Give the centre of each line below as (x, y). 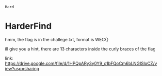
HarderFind (28, 26)
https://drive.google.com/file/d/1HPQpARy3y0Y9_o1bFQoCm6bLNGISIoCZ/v (81, 63)
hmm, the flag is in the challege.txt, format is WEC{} (57, 39)
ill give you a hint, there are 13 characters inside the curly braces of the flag (80, 49)
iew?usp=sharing (22, 68)
